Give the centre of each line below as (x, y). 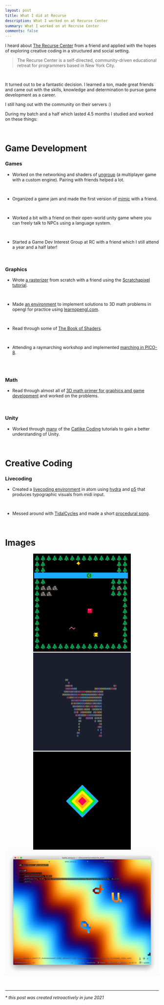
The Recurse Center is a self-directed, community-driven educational (87, 60)
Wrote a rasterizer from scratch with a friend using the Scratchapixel (81, 280)
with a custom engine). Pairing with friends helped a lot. (68, 179)
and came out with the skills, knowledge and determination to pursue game (81, 90)
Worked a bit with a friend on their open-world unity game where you (82, 218)
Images (20, 543)
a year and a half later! (35, 247)
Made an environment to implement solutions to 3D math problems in (82, 304)
